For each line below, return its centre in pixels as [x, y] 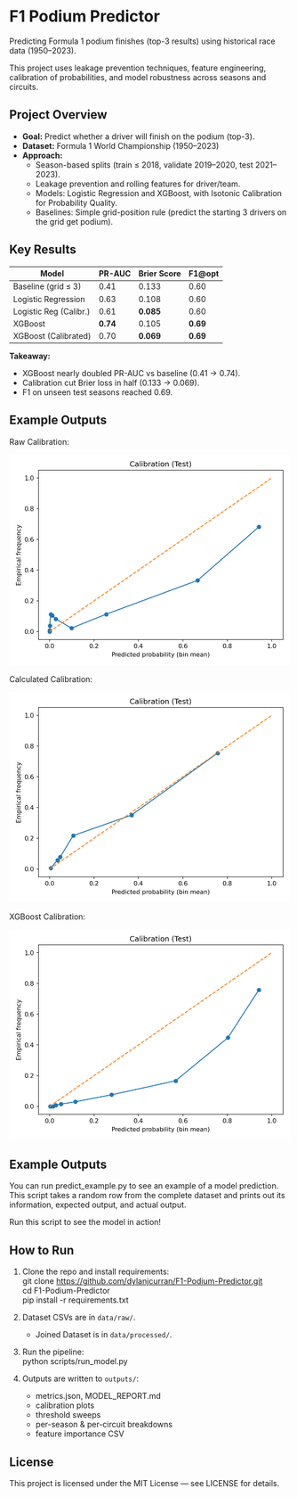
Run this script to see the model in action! [85, 1222]
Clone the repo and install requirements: [96, 1271]
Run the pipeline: [53, 1352]
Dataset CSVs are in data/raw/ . [79, 1318]
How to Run [42, 1250]
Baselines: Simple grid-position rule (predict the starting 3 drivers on [161, 212]
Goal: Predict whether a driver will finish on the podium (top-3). [138, 136]
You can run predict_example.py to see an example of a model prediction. [144, 1186]
